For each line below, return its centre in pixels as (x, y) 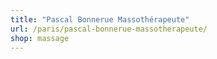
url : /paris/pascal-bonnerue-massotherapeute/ (109, 29)
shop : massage (40, 38)
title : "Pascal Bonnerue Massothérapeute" (100, 19)
